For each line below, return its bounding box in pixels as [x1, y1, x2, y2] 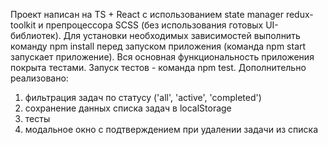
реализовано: [10, 72, 69, 84]
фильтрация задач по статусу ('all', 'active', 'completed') [24, 92, 262, 103]
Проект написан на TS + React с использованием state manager [10, 9, 284, 20]
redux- [285, 9, 314, 20]
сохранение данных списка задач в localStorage [24, 102, 232, 114]
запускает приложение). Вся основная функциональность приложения [10, 51, 315, 63]
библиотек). [10, 30, 62, 41]
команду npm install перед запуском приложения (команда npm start [10, 40, 307, 52]
